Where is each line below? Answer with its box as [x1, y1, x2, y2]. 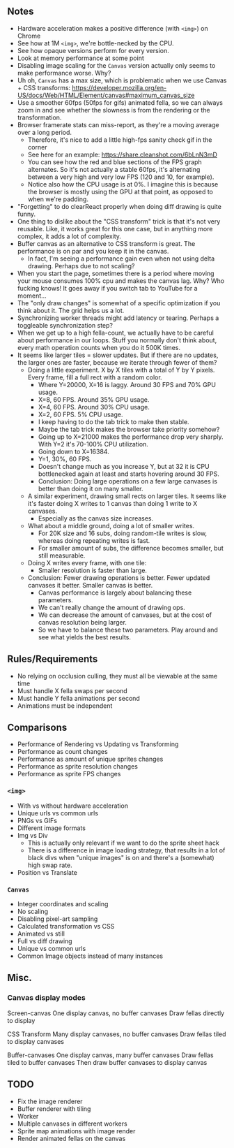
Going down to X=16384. [38, 447, 109, 456]
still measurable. [38, 551, 86, 560]
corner [27, 143, 47, 151]
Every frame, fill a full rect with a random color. [27, 373, 162, 382]
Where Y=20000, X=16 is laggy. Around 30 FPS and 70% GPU [38, 380, 216, 388]
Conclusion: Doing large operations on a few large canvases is [38, 477, 218, 485]
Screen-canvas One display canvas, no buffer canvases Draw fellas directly [7, 1009, 225, 1017]
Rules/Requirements [7, 653, 98, 665]
